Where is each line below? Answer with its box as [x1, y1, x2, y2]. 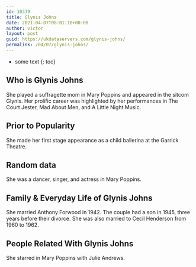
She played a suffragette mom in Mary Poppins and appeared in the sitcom [6, 91, 189, 98]
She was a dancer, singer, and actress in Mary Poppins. [6, 176, 142, 183]
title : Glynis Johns [6, 14, 57, 20]
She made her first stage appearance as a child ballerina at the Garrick [6, 136, 179, 144]
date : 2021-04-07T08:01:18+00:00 [6, 20, 89, 26]
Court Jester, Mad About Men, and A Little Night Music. [6, 103, 142, 110]
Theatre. [6, 143, 27, 150]
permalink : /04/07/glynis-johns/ [6, 42, 89, 48]
